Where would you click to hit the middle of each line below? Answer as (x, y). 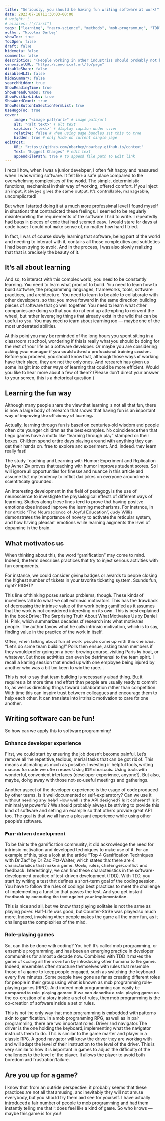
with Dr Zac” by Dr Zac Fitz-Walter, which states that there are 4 (70, 860)
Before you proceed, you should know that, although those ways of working (82, 357)
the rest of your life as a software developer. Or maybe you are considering (81, 346)
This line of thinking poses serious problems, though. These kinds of (74, 595)
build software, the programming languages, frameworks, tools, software (79, 290)
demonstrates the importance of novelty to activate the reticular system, (78, 517)
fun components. (22, 566)
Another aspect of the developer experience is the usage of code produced (82, 790)
